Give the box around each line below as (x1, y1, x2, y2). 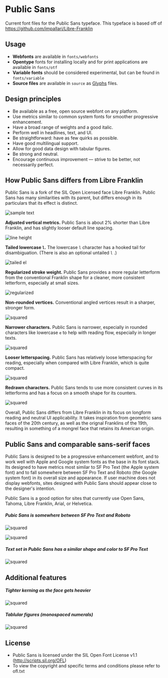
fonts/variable (12, 75, 45, 81)
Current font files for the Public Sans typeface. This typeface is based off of (5, 20, 162, 26)
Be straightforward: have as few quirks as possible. (12, 135, 119, 141)
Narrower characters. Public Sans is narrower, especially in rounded (5, 324, 148, 330)
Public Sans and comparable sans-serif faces (5, 440, 150, 449)
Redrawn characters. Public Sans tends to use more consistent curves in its (5, 385, 163, 391)
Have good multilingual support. (12, 140, 79, 146)
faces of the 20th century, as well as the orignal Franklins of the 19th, (5, 420, 148, 426)
